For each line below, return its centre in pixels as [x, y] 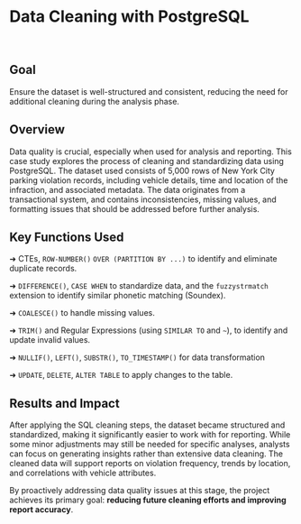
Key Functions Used [67, 237]
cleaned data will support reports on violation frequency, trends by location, [150, 464]
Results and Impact [64, 403]
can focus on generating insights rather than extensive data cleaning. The [146, 454]
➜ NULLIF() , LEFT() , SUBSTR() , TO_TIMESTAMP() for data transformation [137, 357]
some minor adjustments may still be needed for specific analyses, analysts [150, 445]
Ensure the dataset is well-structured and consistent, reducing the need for [149, 91]
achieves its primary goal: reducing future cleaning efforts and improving [148, 500]
